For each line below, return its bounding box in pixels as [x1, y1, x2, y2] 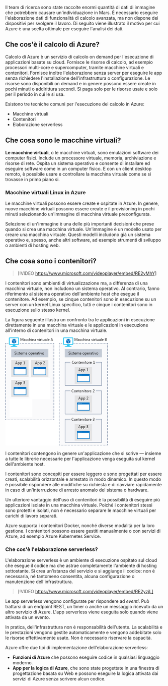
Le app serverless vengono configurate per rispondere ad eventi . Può [5, 598, 149, 604]
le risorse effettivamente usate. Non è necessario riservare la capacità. [5, 635, 152, 641]
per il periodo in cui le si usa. [5, 91, 65, 97]
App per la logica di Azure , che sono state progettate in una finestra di [12, 665, 159, 671]
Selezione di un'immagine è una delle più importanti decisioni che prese [5, 220, 154, 226]
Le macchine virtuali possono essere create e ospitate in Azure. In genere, [5, 200, 159, 206]
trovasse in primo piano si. [5, 176, 60, 182]
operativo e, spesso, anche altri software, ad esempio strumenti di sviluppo [5, 237, 161, 243]
